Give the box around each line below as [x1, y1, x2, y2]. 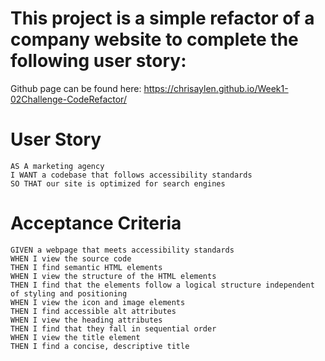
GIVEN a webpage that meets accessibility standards [10, 245, 235, 255]
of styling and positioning [10, 288, 128, 299]
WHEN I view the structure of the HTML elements [10, 271, 217, 281]
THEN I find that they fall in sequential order [10, 323, 217, 334]
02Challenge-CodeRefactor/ [10, 93, 127, 105]
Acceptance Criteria [10, 212, 182, 235]
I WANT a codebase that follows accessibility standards [10, 170, 253, 180]
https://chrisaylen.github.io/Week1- [143, 82, 289, 94]
